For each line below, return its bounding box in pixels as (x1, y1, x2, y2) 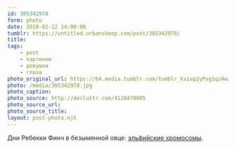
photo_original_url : (7, 75, 68, 83)
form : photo (7, 17, 42, 24)
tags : (7, 43, 23, 50)
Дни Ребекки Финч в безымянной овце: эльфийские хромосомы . (7, 134, 204, 142)
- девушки (20, 62, 49, 69)
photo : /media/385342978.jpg (7, 82, 93, 89)
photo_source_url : (7, 101, 61, 108)
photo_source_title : (7, 108, 68, 115)
